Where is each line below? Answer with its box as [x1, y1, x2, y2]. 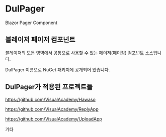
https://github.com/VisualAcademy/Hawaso [5, 96, 96, 102]
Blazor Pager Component [5, 20, 58, 26]
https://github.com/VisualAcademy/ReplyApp [5, 106, 99, 112]
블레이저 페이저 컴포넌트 [5, 36, 75, 44]
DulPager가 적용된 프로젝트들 [5, 83, 93, 91]
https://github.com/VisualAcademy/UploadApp [5, 116, 102, 122]
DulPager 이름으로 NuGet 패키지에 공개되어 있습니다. [5, 66, 110, 73]
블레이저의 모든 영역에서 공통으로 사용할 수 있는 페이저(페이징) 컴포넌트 [5, 50, 144, 56]
